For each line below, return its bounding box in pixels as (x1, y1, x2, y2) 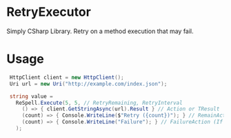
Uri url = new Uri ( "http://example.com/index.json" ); (9, 80, 168, 87)
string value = (9, 92, 53, 100)
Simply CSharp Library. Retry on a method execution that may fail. (6, 27, 194, 35)
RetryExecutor (6, 4, 91, 20)
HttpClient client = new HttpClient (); (9, 74, 125, 81)
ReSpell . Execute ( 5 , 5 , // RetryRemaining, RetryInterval (15, 99, 183, 106)
